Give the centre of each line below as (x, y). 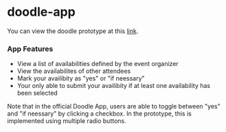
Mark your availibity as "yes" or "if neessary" (81, 78)
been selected (37, 93)
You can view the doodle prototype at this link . (73, 31)
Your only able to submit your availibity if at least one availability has (114, 86)
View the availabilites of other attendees (74, 71)
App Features (30, 49)
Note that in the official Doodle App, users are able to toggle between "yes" (114, 107)
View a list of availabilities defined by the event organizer (98, 64)
